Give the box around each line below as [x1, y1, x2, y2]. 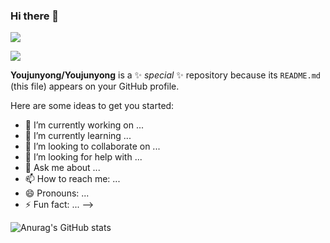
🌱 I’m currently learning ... [24, 130, 132, 142]
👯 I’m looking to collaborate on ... [24, 140, 161, 153]
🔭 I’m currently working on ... [24, 119, 144, 131]
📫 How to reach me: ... [24, 173, 121, 185]
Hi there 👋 [10, 9, 60, 23]
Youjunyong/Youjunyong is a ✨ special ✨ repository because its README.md [10, 69, 321, 81]
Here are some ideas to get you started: [10, 100, 175, 112]
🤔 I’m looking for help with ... [24, 151, 143, 163]
